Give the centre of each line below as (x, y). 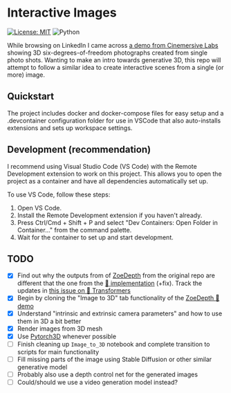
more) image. (26, 75)
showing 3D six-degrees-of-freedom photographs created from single (107, 53)
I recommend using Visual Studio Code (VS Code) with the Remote (102, 166)
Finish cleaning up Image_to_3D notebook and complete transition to (113, 344)
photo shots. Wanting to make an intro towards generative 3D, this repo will (114, 60)
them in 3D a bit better (49, 321)
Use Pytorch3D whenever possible (66, 336)
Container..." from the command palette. (74, 230)
